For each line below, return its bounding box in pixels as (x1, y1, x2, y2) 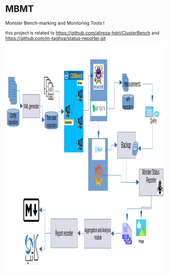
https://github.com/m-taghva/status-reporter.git (5, 35, 106, 41)
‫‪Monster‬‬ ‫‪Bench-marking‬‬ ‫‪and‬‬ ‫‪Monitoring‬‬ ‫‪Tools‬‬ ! (5, 20, 105, 26)
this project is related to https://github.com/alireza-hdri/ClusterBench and (5, 30, 159, 36)
